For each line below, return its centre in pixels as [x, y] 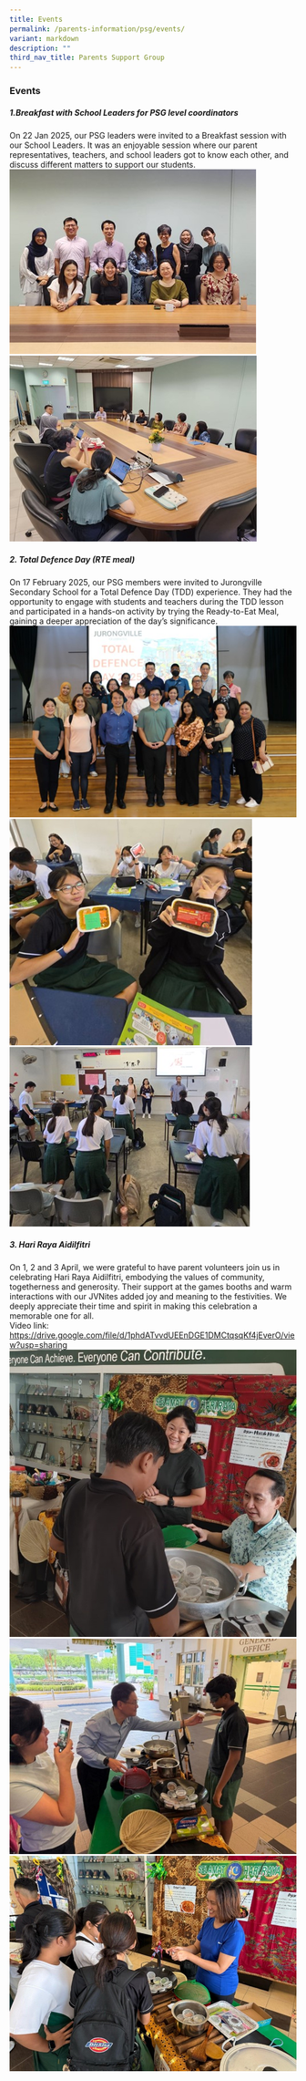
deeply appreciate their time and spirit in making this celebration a [133, 1306]
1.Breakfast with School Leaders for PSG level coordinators [124, 112]
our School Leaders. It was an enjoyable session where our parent [133, 145]
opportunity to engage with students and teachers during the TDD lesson [147, 601]
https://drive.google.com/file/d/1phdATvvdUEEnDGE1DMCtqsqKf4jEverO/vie [152, 1335]
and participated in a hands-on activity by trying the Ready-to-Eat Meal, [144, 611]
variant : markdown [44, 38]
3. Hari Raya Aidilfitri [50, 1244]
